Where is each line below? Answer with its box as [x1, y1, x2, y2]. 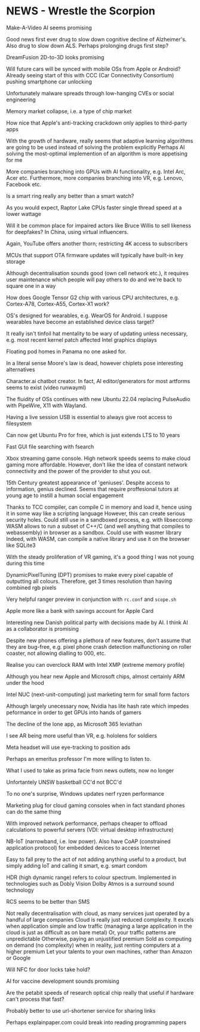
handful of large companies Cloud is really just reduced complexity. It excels [6, 916, 194, 923]
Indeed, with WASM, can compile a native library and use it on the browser [6, 535, 190, 542]
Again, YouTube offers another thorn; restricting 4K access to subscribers [6, 240, 188, 247]
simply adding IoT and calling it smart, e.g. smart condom [6, 862, 147, 869]
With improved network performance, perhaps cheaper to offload [6, 820, 167, 827]
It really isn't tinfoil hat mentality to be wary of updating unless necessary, [6, 330, 188, 337]
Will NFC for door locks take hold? [6, 965, 91, 973]
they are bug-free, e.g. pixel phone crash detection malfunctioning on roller [6, 643, 192, 650]
